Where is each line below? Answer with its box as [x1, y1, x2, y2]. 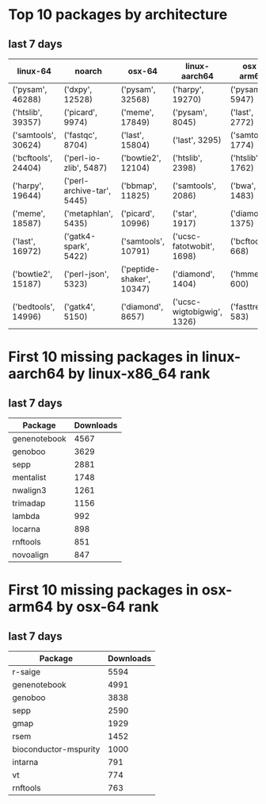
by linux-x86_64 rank [67, 365, 211, 383]
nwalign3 [12, 485, 47, 495]
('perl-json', [63, 268, 109, 279]
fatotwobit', [172, 240, 215, 252]
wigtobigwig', [172, 306, 223, 317]
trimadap [12, 498, 46, 509]
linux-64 [17, 66, 51, 76]
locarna [12, 524, 41, 534]
